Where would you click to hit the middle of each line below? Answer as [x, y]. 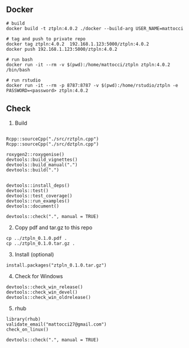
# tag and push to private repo [46, 39]
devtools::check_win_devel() [42, 292]
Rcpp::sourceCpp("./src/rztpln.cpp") [53, 139]
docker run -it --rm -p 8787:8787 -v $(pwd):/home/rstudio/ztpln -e [92, 85]
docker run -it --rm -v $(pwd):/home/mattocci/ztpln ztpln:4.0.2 [88, 64]
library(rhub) [24, 319]
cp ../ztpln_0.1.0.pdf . [37, 238]
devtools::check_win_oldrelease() [49, 297]
